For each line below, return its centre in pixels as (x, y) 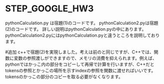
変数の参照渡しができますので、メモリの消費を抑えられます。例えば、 (85, 58)
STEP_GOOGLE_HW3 (49, 9)
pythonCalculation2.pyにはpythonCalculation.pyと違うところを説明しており (82, 35)
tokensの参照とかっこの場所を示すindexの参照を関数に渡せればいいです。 (80, 70)
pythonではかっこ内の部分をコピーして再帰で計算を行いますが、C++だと (80, 64)
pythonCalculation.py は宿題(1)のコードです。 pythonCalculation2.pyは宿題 (82, 23)
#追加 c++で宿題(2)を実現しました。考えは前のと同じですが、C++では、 (80, 52)
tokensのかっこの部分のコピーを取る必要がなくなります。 (64, 77)
